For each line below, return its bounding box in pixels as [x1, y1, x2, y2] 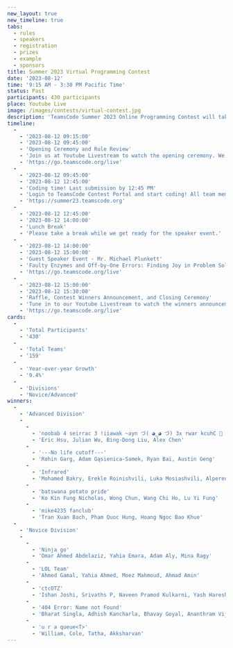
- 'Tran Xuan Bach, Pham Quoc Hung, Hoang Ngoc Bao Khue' [32, 514, 203, 521]
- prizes [13, 49, 39, 56]
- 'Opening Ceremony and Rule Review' [19, 146, 132, 153]
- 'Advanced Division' [19, 410, 85, 417]
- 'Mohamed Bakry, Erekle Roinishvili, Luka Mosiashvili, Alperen [32, 475, 228, 482]
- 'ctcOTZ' [32, 585, 64, 592]
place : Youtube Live [7, 101, 67, 108]
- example [13, 56, 42, 63]
